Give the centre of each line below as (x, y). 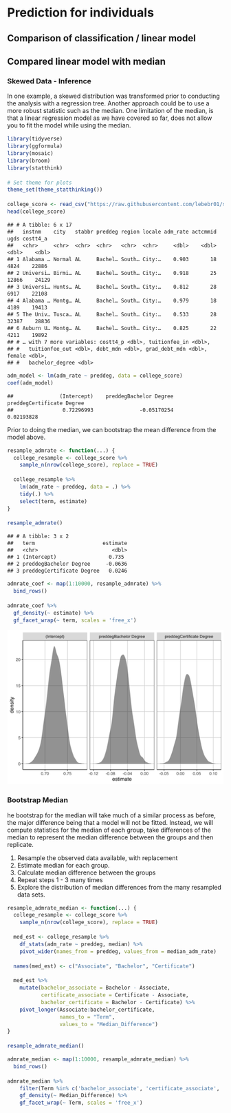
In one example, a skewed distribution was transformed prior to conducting (113, 96)
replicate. (21, 844)
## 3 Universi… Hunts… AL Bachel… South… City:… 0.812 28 (112, 287)
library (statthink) (35, 168)
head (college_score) (37, 212)
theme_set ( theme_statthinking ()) (55, 190)
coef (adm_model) (30, 383)
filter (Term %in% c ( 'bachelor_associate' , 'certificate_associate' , (120, 1088)
